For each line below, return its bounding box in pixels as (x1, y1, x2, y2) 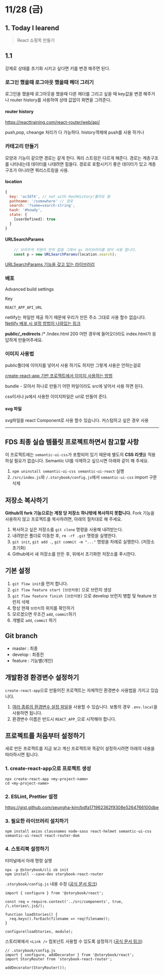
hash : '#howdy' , (9, 208, 42, 213)
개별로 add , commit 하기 (12, 617, 57, 623)
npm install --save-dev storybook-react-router (5, 871, 104, 877)
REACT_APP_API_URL (5, 305, 42, 310)
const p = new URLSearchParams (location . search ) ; (14, 252, 117, 257)
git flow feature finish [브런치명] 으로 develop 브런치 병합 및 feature (12, 592, 152, 599)
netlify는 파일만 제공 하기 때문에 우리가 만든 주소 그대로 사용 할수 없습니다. (5, 314, 146, 320)
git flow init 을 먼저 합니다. (12, 580, 68, 587)
